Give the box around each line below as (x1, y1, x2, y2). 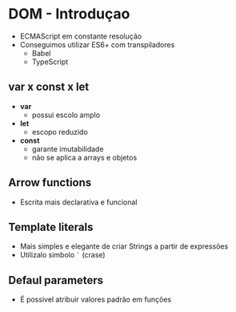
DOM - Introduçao (8, 5, 130, 23)
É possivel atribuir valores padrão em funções (19, 294, 172, 305)
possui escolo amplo (31, 110, 101, 120)
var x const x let (8, 80, 90, 94)
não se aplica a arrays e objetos (31, 152, 138, 162)
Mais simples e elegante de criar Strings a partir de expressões (19, 241, 229, 251)
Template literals (8, 220, 94, 233)
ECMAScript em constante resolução (19, 31, 142, 41)
